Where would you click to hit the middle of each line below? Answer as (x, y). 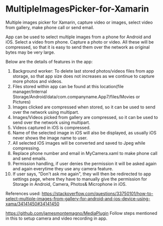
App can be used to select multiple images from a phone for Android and (78, 37)
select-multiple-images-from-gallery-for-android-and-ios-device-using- (78, 198)
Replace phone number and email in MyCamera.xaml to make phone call (85, 153)
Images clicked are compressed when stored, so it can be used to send (84, 107)
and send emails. (30, 158)
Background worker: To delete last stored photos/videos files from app (83, 71)
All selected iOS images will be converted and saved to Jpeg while (79, 143)
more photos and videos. (37, 81)
